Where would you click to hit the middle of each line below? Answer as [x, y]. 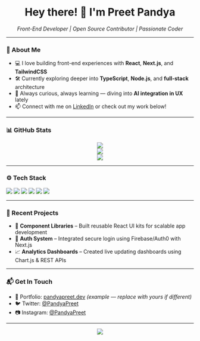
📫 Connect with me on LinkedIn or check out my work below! [90, 106]
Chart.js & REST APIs [40, 260]
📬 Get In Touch [29, 282]
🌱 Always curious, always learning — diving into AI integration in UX [99, 93]
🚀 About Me [24, 50]
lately [21, 100]
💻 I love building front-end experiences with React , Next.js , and [94, 63]
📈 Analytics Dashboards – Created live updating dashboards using [98, 252]
